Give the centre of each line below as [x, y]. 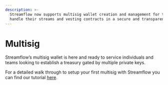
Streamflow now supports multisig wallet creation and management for [85, 14]
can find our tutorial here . [31, 78]
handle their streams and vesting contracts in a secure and [75, 19]
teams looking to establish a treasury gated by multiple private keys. [75, 63]
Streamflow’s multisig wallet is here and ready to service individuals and [79, 57]
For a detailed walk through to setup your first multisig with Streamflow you [82, 72]
